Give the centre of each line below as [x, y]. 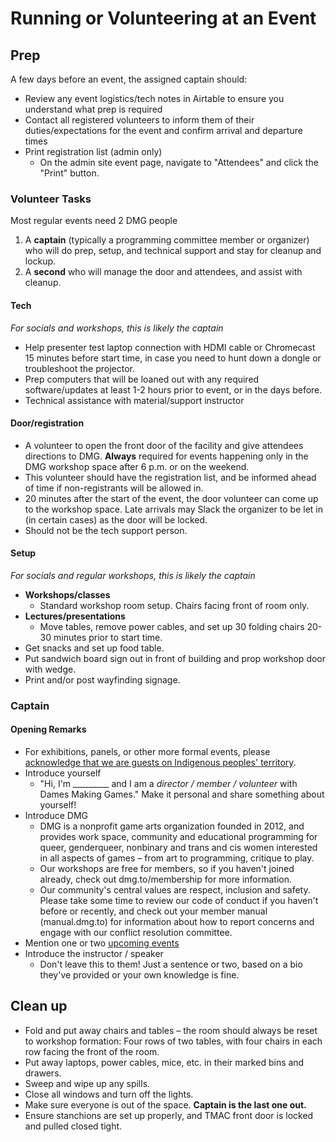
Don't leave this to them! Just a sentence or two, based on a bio [171, 964]
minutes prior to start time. [108, 637]
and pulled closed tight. [73, 1126]
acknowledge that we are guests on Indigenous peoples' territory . [160, 763]
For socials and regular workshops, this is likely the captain [133, 575]
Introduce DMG [56, 816]
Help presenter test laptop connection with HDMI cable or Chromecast [170, 347]
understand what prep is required [93, 109]
